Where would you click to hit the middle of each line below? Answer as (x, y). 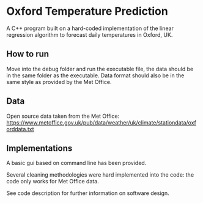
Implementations (39, 148)
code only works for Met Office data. (53, 182)
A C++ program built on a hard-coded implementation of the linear (90, 28)
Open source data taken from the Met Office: (63, 116)
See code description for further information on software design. (88, 193)
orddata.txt (20, 129)
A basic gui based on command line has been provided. (76, 163)
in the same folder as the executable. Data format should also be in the (95, 75)
